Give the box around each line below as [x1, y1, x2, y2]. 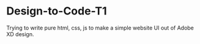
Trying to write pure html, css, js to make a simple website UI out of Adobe [6, 24, 194, 31]
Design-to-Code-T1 [6, 4, 107, 18]
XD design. [6, 30, 34, 37]
